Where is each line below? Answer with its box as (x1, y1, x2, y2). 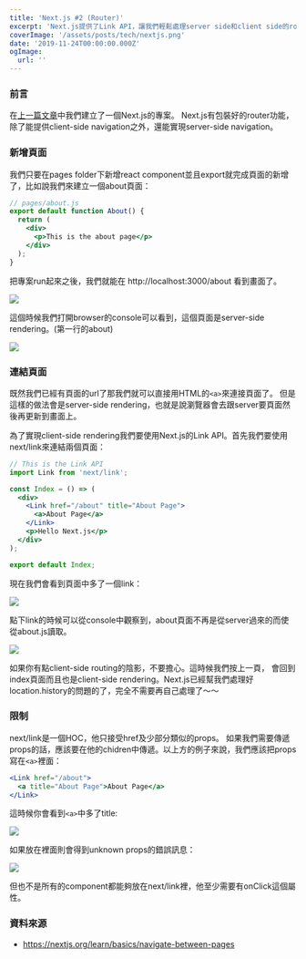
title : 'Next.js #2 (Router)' (9, 13, 125, 23)
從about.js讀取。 (9, 625, 72, 636)
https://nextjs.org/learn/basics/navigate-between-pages (22, 938, 235, 949)
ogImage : (9, 47, 43, 57)
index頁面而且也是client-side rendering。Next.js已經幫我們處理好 (9, 674, 254, 685)
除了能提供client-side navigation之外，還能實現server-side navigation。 (9, 121, 279, 132)
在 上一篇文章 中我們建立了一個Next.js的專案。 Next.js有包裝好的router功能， (9, 110, 294, 121)
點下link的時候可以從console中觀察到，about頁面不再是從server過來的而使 (9, 614, 290, 625)
